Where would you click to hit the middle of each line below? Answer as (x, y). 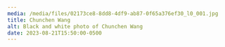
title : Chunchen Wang (39, 20)
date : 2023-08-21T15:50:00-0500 (54, 33)
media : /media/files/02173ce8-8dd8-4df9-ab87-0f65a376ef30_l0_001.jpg (113, 13)
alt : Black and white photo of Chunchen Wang (75, 26)
